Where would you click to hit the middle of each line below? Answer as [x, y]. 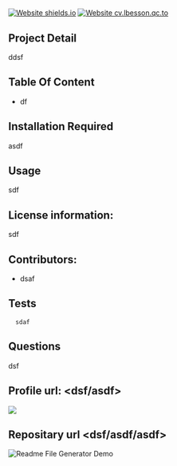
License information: [61, 215]
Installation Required [61, 126]
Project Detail [43, 38]
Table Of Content [51, 83]
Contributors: [43, 259]
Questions [35, 347]
